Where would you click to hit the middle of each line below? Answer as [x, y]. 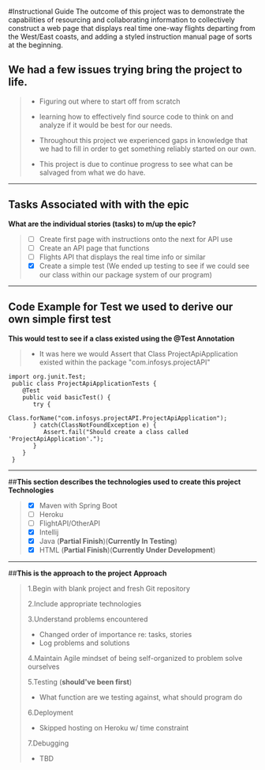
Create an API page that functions [94, 247]
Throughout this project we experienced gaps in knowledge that [144, 140]
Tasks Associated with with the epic [99, 205]
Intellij [49, 532]
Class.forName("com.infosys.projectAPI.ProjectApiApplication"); [118, 418]
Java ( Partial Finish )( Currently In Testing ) [108, 541]
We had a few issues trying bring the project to [125, 70]
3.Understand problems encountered [88, 619]
